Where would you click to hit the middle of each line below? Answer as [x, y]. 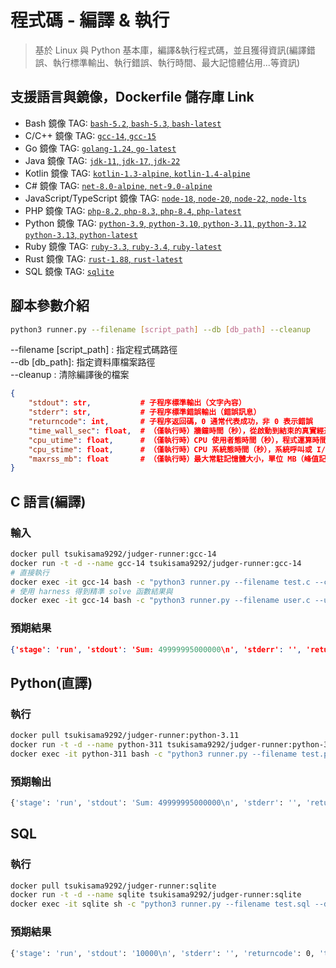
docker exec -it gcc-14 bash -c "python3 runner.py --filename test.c [160, 582]
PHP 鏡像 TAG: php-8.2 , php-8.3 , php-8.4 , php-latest [133, 210]
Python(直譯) [51, 682]
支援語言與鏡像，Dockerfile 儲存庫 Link [132, 97]
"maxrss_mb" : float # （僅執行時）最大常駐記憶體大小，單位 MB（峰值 [174, 459]
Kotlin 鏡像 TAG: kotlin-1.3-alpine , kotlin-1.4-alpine [137, 173]
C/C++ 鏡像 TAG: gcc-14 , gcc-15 [90, 135]
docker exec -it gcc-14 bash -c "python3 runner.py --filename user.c [160, 601]
